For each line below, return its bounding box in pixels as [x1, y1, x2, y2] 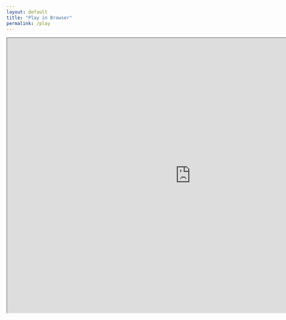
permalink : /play [6, 20, 51, 26]
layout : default [6, 9, 48, 15]
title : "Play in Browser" [6, 15, 72, 21]
